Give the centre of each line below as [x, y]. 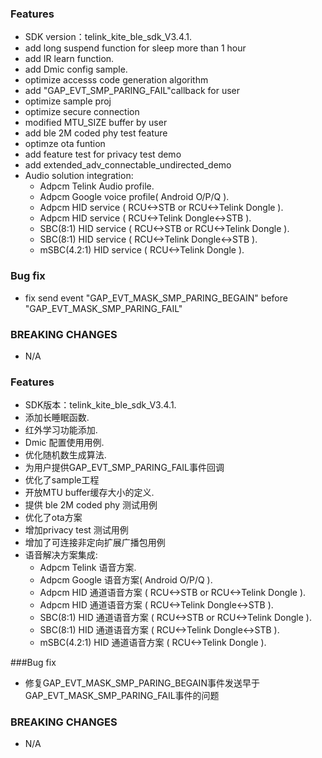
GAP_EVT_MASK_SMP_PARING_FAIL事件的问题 [122, 696]
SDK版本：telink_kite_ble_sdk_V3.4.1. [100, 405]
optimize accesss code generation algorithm [116, 80]
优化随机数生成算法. [65, 455]
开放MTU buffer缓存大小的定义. [89, 493]
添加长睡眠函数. [57, 418]
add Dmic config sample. [76, 69]
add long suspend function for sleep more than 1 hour [135, 48]
